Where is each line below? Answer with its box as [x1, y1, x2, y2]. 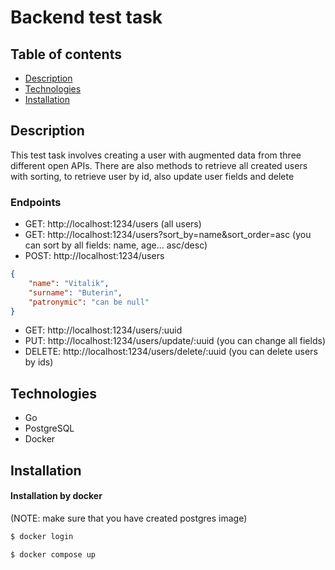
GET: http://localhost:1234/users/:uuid [24, 324, 183, 336]
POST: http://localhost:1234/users [24, 250, 165, 262]
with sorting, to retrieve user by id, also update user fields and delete [10, 170, 295, 182]
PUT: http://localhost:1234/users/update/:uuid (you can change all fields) [24, 335, 326, 347]
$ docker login [10, 531, 74, 541]
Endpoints [10, 195, 62, 209]
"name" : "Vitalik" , [28, 278, 110, 288]
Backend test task [10, 6, 163, 29]
